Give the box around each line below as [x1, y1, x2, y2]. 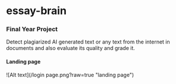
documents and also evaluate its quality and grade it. [6, 45, 135, 52]
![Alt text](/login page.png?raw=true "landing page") [6, 71, 135, 78]
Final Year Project [6, 25, 58, 33]
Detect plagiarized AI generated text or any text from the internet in [6, 38, 170, 45]
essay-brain [6, 4, 67, 18]
